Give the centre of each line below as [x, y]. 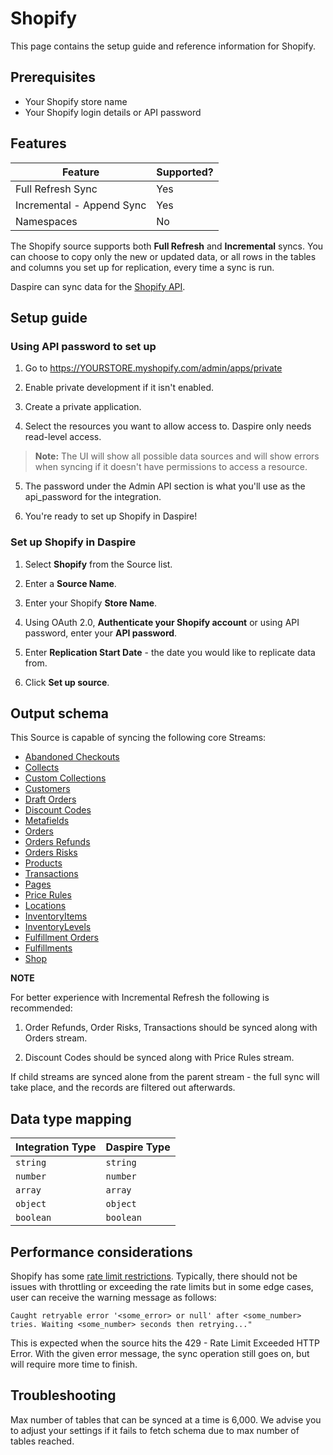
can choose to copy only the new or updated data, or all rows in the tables [163, 256]
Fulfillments [48, 948]
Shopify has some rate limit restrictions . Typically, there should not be [154, 1276]
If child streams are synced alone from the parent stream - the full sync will [165, 1077]
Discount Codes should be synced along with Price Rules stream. [159, 1058]
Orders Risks [51, 853]
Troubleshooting [63, 1395]
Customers [47, 789]
